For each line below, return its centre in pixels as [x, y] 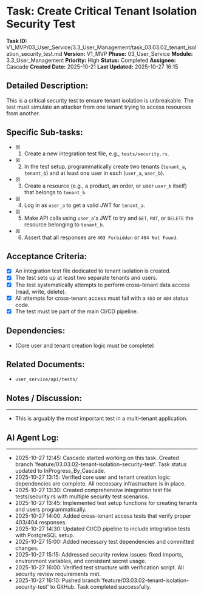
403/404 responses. [41, 522]
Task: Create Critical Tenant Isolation [102, 11]
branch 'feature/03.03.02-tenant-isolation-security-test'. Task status [101, 464]
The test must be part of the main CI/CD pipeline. [76, 311]
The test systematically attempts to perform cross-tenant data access [102, 285]
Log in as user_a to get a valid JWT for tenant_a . [85, 205]
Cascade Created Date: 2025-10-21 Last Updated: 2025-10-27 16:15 [92, 66]
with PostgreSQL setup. [45, 535]
